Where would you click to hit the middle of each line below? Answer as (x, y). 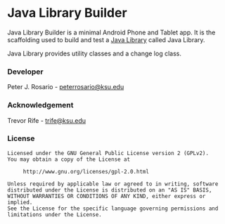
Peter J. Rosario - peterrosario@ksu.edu (66, 87)
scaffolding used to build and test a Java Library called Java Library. (106, 39)
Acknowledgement (40, 105)
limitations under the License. (54, 215)
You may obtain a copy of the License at (69, 159)
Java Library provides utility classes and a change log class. (94, 53)
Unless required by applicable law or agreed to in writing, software (113, 184)
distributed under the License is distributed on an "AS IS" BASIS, (110, 190)
